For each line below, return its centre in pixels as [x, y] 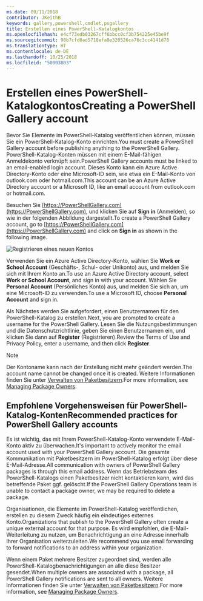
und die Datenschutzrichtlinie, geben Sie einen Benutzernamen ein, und [96, 331]
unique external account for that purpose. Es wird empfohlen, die [88, 528]
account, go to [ [26, 225]
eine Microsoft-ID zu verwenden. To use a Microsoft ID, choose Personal [96, 293]
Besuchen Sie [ [25, 205]
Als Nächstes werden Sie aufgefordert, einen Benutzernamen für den [93, 311]
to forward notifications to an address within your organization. [85, 548]
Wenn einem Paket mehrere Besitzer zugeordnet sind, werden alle [89, 560]
